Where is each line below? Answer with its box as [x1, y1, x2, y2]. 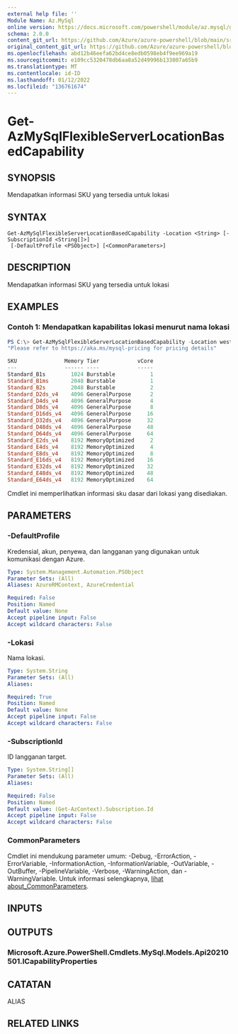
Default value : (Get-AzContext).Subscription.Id [7, 806, 154, 813]
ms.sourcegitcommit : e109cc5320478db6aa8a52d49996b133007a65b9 [7, 57, 198, 64]
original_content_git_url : [7, 43, 87, 50]
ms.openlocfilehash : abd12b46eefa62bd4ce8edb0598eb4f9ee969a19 [7, 50, 198, 57]
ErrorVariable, [7, 859, 48, 867]
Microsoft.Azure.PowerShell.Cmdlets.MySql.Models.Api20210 [7, 947, 229, 957]
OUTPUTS [7, 926, 53, 938]
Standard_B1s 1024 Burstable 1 [7, 371, 154, 378]
